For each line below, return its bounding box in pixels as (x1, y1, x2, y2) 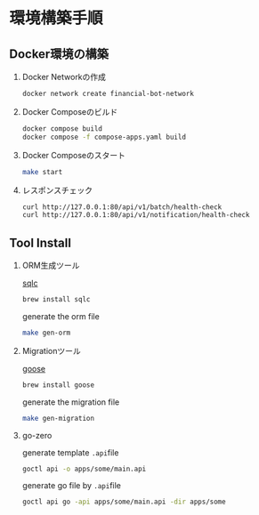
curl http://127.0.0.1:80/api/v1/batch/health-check (21, 202, 223, 212)
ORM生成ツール (21, 260, 80, 271)
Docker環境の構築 (9, 46, 109, 61)
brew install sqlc (21, 295, 91, 304)
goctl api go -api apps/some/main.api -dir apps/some (21, 497, 226, 507)
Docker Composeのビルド (21, 106, 118, 117)
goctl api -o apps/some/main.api (21, 464, 147, 473)
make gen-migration (21, 414, 95, 422)
